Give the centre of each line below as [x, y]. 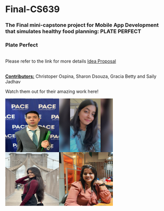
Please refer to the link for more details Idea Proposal [61, 61]
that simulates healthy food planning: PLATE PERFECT [73, 31]
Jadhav [13, 82]
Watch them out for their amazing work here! [52, 91]
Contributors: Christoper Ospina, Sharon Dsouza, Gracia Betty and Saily [81, 76]
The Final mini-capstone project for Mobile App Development [82, 25]
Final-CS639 [32, 9]
